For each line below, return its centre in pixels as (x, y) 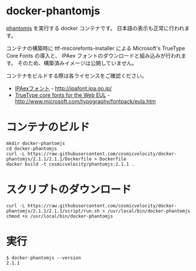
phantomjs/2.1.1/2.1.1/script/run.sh (53, 211)
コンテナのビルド (48, 127)
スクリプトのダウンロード (69, 190)
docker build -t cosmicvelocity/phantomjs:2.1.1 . (70, 164)
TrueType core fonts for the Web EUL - (62, 95)
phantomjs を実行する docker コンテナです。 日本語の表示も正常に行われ (95, 28)
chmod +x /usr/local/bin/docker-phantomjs (60, 216)
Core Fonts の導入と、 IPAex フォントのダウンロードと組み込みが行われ (94, 55)
